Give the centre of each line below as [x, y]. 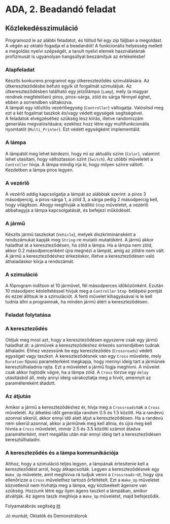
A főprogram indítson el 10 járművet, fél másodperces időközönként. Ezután [84, 286]
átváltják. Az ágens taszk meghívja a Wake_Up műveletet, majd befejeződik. [83, 496]
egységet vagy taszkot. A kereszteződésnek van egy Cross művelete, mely [83, 356]
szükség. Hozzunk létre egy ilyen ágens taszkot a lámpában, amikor [76, 491]
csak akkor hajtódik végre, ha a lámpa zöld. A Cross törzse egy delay [77, 372]
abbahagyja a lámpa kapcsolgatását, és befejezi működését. [69, 210]
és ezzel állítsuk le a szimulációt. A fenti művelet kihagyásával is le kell [79, 296]
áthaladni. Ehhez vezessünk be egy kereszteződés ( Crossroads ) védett [79, 350]
